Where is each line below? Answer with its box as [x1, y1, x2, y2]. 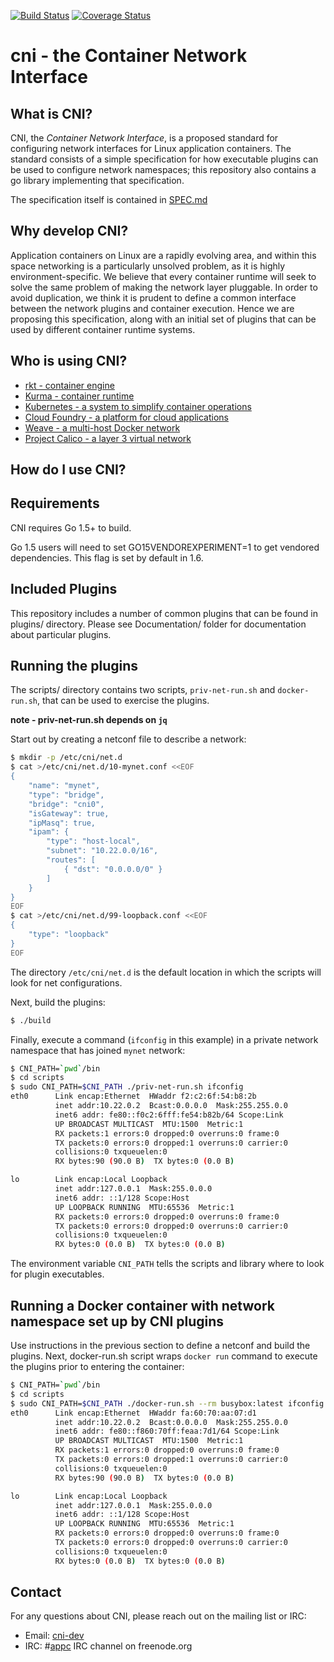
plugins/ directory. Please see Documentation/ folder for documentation [10, 618, 307, 630]
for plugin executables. [10, 1268, 105, 1280]
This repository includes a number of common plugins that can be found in [10, 607, 318, 619]
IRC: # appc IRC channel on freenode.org [24, 1640, 193, 1652]
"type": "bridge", [28, 790, 105, 800]
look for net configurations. [10, 976, 123, 989]
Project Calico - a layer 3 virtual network [24, 432, 192, 444]
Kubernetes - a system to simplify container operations [24, 400, 252, 412]
